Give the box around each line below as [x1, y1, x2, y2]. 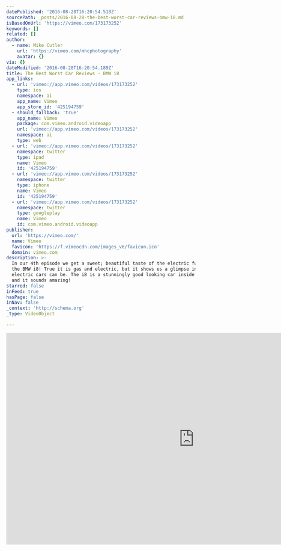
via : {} [6, 59, 26, 65]
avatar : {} [17, 54, 44, 60]
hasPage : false [6, 294, 44, 300]
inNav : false [6, 300, 39, 306]
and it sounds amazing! [11, 277, 71, 283]
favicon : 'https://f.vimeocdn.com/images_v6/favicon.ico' [11, 244, 160, 250]
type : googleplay [17, 210, 61, 217]
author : [6, 37, 26, 43]
